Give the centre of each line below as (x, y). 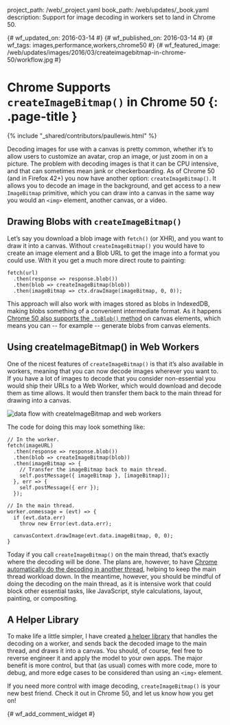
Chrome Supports (59, 88)
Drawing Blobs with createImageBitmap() (94, 222)
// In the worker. (33, 439)
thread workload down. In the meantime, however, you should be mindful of (114, 576)
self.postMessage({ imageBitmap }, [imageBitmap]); (95, 476)
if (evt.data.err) (40, 517)
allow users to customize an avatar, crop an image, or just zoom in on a (107, 156)
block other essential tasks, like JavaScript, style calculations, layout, (105, 591)
